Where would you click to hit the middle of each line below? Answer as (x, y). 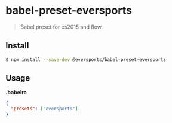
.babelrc (16, 93)
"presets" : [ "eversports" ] (44, 109)
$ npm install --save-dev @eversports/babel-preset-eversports (86, 59)
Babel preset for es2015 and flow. (61, 27)
